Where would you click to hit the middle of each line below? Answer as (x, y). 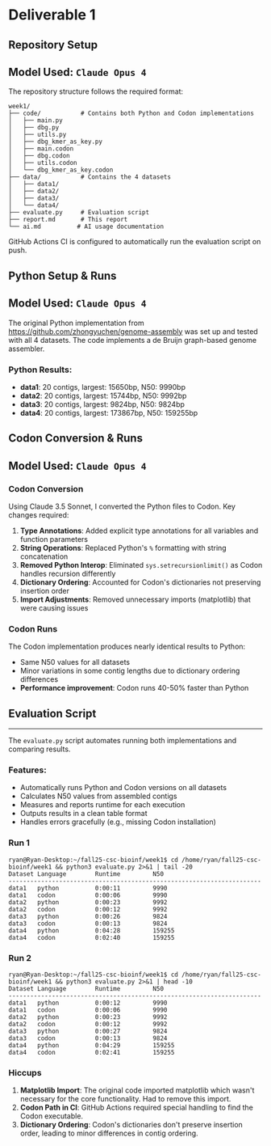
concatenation (44, 556)
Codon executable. (51, 1116)
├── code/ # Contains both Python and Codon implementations (131, 114)
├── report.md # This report (68, 220)
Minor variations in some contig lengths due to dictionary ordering (130, 671)
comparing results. (40, 749)
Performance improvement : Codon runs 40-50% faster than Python (134, 688)
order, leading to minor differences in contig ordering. (109, 1133)
